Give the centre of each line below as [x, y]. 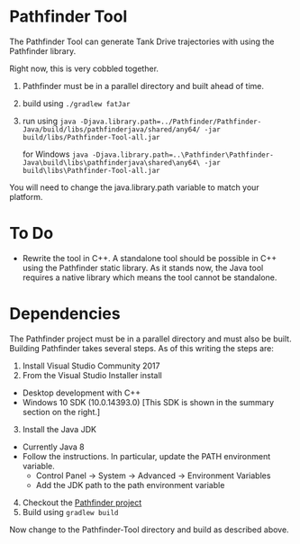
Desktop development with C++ [82, 393]
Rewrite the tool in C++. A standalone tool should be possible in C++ [150, 258]
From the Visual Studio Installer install [92, 375]
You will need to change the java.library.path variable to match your [134, 187]
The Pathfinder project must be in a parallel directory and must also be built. [150, 339]
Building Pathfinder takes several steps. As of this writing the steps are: [142, 348]
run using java [49, 121]
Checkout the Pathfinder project [82, 503]
